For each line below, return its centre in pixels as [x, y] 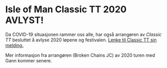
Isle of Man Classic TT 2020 [66, 9]
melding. [15, 45]
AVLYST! [25, 20]
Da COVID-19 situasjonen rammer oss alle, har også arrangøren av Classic [83, 34]
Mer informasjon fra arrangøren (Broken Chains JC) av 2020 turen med [80, 55]
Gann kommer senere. [29, 60]
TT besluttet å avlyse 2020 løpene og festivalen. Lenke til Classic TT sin [81, 40]
